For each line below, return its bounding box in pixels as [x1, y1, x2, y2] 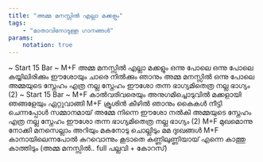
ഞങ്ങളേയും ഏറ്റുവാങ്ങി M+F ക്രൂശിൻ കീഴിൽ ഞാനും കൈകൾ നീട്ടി [8, 98, 222, 108]
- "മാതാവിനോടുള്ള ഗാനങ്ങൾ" [22, 26, 114, 34]
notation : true [22, 41, 73, 49]
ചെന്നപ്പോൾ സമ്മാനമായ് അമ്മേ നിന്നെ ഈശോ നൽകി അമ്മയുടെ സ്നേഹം [8, 108, 252, 118]
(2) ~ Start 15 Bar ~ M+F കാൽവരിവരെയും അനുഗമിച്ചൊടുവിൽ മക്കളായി [8, 90, 242, 99]
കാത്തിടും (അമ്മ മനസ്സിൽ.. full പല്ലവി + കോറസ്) [8, 144, 168, 153]
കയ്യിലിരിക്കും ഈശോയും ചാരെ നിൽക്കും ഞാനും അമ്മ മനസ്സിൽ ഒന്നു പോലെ [8, 72, 255, 82]
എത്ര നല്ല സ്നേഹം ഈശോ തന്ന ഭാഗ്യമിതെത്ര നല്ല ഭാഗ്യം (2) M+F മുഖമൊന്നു [8, 117, 253, 126]
